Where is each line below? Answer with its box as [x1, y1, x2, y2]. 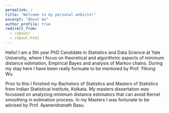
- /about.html [10, 36, 39, 41]
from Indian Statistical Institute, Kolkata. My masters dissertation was [5, 86, 149, 92]
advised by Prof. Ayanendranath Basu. [5, 102, 85, 108]
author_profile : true [5, 21, 51, 27]
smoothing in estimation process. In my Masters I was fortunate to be [5, 96, 150, 102]
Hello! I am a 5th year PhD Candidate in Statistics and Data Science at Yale [5, 49, 160, 55]
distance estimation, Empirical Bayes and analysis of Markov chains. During [5, 60, 163, 66]
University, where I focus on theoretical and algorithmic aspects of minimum [5, 54, 164, 61]
